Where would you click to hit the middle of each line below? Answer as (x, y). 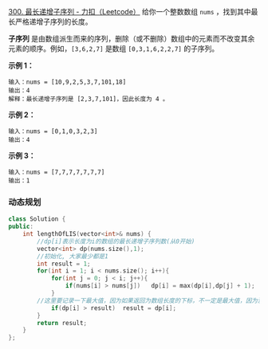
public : (21, 227)
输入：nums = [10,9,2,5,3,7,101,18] (67, 82)
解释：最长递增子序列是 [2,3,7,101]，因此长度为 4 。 (89, 99)
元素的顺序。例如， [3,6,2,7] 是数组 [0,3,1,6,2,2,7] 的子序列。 (114, 49)
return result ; (62, 323)
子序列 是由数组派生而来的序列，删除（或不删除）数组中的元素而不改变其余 (132, 39)
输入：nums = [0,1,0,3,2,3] (53, 131)
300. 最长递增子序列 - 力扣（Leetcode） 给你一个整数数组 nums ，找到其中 (130, 12)
